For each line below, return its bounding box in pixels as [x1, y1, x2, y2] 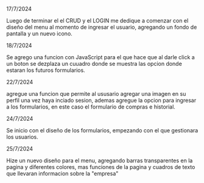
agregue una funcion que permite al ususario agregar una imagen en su [6, 90, 186, 97]
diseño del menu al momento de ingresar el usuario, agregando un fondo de [6, 24, 197, 30]
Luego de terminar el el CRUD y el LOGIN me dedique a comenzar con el [6, 17, 189, 24]
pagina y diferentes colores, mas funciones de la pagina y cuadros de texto [6, 163, 195, 170]
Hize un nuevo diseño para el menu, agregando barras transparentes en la [6, 157, 193, 164]
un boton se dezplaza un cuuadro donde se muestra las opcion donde [6, 60, 183, 67]
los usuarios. [6, 134, 38, 140]
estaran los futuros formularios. [6, 66, 85, 74]
